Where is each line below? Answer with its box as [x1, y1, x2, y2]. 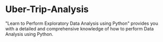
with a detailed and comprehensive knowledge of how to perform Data [5, 25, 154, 31]
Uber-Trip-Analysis [5, 4, 89, 15]
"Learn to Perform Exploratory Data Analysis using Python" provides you [5, 20, 158, 26]
